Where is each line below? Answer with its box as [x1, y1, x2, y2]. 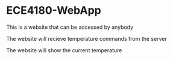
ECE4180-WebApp [6, 4, 101, 17]
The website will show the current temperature [6, 46, 122, 54]
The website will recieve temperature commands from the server [6, 35, 167, 42]
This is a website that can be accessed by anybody [6, 23, 134, 31]
